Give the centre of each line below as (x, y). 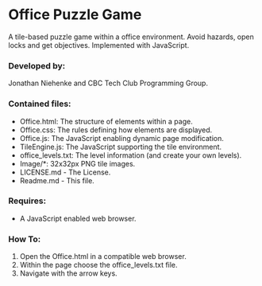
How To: (25, 239)
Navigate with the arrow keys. (68, 273)
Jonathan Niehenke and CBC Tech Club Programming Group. (108, 83)
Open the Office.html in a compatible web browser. (103, 257)
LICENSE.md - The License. (65, 172)
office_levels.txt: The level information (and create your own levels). (131, 155)
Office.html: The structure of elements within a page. (106, 121)
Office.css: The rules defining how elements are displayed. (116, 130)
